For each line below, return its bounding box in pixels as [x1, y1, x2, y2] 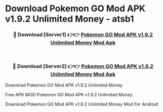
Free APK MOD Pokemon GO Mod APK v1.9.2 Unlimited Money [5, 91, 133, 97]
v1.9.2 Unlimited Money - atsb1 [5, 13, 134, 25]
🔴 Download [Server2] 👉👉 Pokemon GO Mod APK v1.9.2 [12, 63, 154, 70]
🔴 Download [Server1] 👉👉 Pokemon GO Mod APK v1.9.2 [13, 31, 153, 38]
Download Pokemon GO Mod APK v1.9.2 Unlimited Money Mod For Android [5, 101, 158, 107]
